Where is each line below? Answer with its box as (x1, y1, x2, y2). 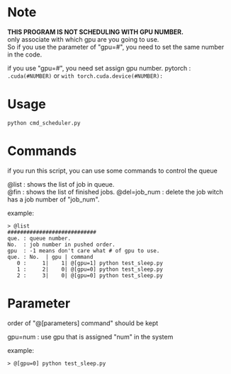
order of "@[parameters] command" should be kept (7, 319, 159, 327)
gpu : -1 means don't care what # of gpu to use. (7, 247, 160, 255)
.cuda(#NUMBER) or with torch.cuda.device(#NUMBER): (7, 71, 163, 80)
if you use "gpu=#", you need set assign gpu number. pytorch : (7, 64, 191, 72)
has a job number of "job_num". (7, 195, 100, 204)
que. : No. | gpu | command (7, 253, 94, 260)
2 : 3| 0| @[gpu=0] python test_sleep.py (16, 271, 163, 279)
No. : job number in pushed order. (7, 241, 115, 248)
